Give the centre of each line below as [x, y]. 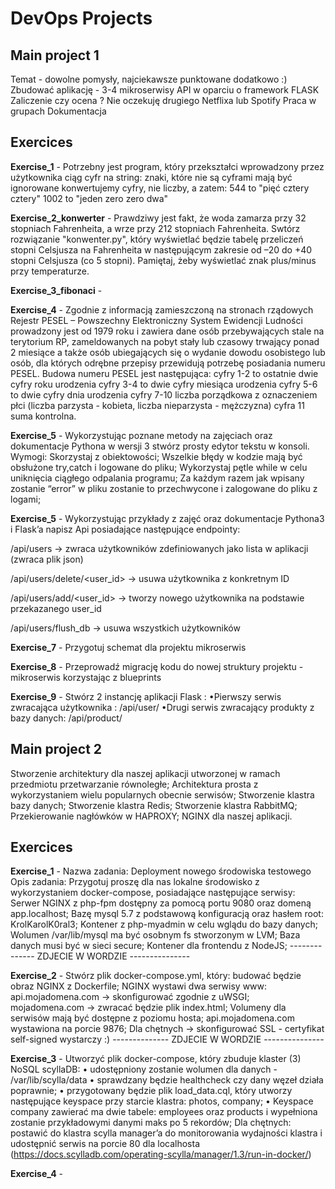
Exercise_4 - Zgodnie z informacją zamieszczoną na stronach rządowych [162, 309]
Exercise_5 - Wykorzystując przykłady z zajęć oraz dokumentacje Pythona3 [167, 518]
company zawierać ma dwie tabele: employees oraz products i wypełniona [164, 1112]
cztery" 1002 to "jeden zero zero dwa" [89, 198]
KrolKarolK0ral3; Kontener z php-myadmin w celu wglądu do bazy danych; [164, 924]
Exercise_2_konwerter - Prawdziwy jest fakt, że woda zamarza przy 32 [158, 218]
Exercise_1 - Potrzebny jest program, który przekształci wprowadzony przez [167, 166]
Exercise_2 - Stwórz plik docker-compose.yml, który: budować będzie [156, 976]
